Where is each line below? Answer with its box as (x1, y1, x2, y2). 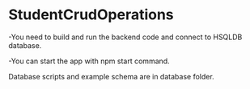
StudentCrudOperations (8, 6, 174, 24)
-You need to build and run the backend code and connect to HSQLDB (8, 32, 243, 42)
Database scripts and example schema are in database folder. (8, 71, 214, 81)
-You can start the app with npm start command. (8, 56, 170, 66)
